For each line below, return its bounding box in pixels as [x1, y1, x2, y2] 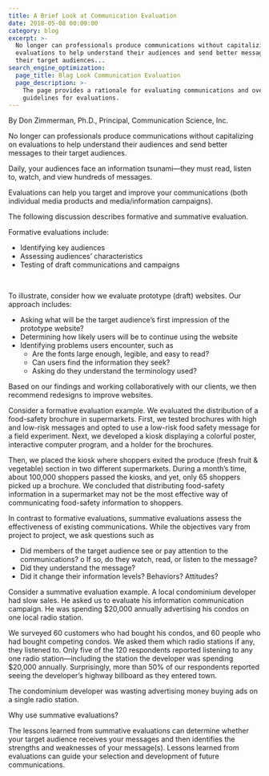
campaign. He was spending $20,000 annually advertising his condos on [8, 604, 250, 614]
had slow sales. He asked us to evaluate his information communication [8, 596, 244, 605]
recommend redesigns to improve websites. [8, 390, 154, 400]
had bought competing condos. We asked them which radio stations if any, [8, 637, 255, 646]
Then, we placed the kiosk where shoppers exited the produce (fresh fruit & [8, 455, 259, 465]
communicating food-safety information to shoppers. [8, 498, 183, 507]
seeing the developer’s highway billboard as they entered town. [8, 671, 218, 681]
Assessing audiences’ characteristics [19, 252, 143, 261]
